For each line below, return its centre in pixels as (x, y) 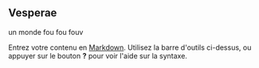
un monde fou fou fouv (46, 32)
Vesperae (33, 13)
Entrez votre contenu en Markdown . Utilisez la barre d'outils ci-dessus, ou (130, 47)
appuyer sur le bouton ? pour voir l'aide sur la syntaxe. (98, 55)
